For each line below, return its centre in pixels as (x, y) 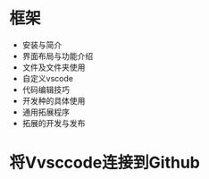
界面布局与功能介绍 (58, 55)
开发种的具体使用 (54, 100)
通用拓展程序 (46, 112)
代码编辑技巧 (46, 89)
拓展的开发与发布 (54, 123)
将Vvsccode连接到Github (105, 163)
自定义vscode (48, 78)
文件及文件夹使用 (54, 67)
